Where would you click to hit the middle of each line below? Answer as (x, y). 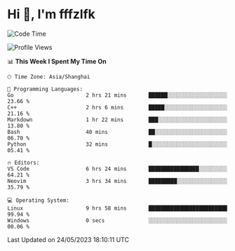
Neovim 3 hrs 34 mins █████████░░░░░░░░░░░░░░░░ (117, 181)
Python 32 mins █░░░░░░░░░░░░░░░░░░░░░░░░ (117, 144)
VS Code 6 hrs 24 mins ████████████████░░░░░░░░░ (117, 169)
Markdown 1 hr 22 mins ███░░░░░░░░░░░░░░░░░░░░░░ (117, 120)
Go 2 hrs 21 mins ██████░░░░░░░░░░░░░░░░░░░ (117, 95)
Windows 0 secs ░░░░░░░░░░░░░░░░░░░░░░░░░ (117, 220)
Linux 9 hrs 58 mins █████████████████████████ (117, 208)
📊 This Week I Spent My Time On (57, 61)
